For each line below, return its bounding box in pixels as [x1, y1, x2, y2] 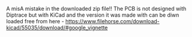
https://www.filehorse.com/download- [65, 18, 160, 24]
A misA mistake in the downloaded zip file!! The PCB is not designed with [6, 5, 187, 12]
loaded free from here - [6, 18, 65, 24]
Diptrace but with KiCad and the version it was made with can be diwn [6, 11, 179, 18]
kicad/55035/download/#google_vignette [6, 24, 108, 31]
